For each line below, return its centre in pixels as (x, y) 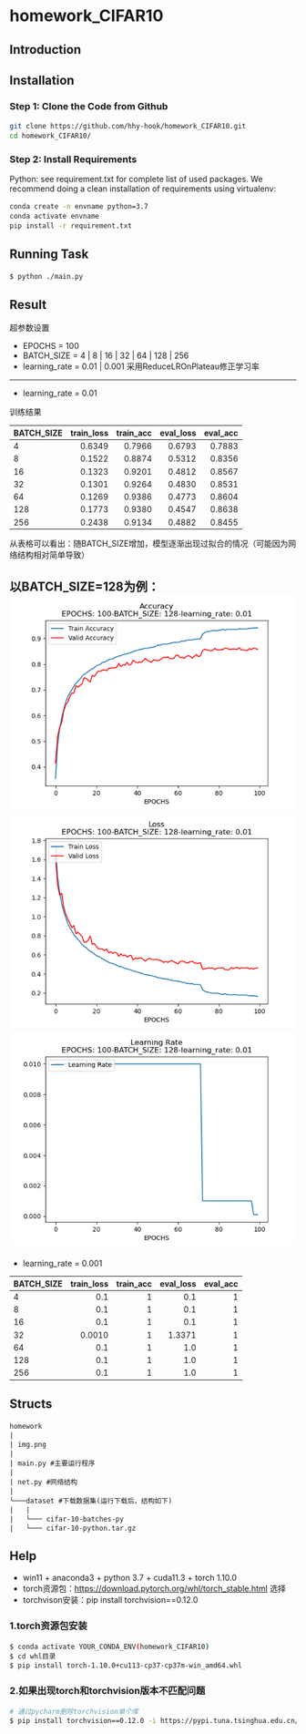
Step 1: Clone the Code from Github (89, 106)
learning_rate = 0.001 (62, 1263)
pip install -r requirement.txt (71, 226)
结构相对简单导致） (53, 555)
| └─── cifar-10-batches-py (67, 1519)
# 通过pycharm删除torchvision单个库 (74, 1711)
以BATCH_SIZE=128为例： (85, 586)
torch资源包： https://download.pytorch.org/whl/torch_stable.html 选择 (154, 1589)
